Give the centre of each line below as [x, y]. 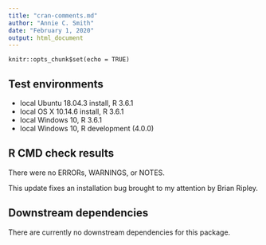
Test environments [56, 84]
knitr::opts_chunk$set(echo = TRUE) [69, 60]
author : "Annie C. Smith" [51, 23]
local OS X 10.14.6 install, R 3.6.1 [72, 111]
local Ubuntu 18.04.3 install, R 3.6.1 [76, 103]
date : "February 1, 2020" [51, 30]
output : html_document [46, 38]
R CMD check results [61, 153]
